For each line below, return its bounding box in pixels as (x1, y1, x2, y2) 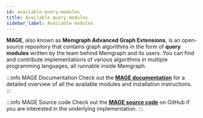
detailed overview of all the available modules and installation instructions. (6, 80, 193, 88)
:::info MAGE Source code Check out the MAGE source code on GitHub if (6, 99, 190, 106)
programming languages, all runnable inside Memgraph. (6, 62, 147, 70)
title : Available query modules (6, 15, 88, 21)
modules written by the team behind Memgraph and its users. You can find (6, 50, 194, 57)
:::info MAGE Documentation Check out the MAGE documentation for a (6, 74, 185, 82)
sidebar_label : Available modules (6, 20, 94, 26)
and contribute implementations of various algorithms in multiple (6, 56, 168, 64)
